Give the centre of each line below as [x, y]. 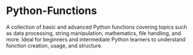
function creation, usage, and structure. [54, 46]
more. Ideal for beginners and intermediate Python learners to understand [96, 39]
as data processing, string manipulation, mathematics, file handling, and [94, 33]
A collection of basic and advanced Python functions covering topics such [97, 27]
